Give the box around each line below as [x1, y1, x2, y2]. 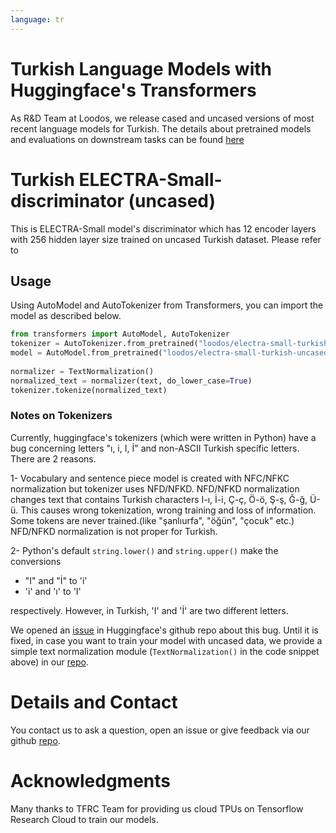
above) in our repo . [10, 656, 89, 668]
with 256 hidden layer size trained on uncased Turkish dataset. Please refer [10, 233, 322, 245]
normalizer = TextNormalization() [10, 366, 155, 376]
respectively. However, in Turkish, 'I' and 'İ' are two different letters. [10, 604, 289, 616]
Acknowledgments [10, 769, 172, 792]
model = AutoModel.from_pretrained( [10, 348, 163, 358]
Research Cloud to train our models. [10, 813, 159, 825]
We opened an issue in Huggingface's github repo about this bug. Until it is [10, 624, 319, 636]
